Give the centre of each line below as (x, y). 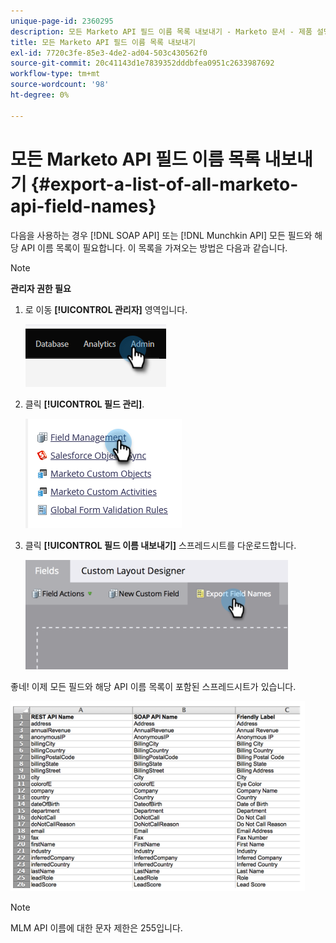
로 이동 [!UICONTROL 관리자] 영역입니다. (106, 309)
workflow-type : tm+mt (55, 74)
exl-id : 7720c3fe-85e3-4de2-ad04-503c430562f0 (109, 53)
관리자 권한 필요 (41, 288)
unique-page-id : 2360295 (62, 21)
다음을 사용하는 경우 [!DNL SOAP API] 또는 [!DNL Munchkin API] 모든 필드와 (161, 235)
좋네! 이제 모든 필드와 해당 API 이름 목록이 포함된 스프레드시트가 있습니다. (153, 686)
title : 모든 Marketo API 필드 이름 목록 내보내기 (103, 42)
